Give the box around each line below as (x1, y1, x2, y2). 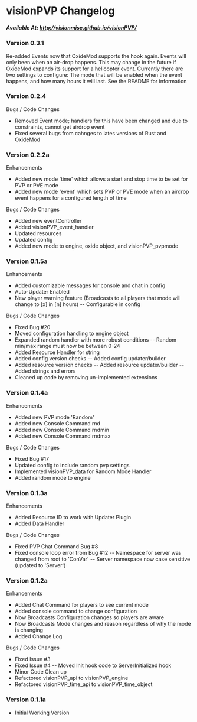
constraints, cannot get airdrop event (14, 123, 105, 131)
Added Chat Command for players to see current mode (14, 601, 149, 609)
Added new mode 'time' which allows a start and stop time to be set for (14, 175, 188, 183)
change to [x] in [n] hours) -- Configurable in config (14, 301, 140, 308)
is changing (14, 626, 43, 633)
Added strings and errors (14, 367, 76, 375)
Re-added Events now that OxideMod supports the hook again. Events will (6, 52, 187, 60)
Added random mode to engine (14, 474, 91, 481)
